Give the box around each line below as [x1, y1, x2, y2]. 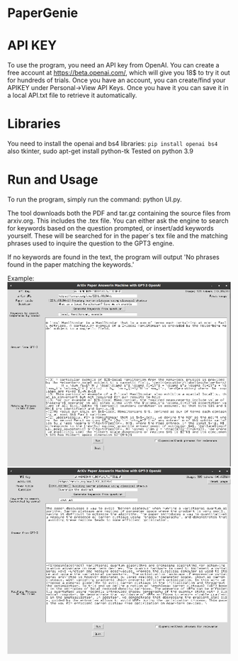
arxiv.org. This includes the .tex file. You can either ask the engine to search [7, 216, 229, 225]
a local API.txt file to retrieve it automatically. [7, 91, 137, 100]
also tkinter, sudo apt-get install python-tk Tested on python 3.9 [7, 147, 193, 155]
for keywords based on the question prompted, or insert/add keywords [7, 224, 214, 232]
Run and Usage [7, 172, 98, 188]
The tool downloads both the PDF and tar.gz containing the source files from [7, 209, 231, 217]
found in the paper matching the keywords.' [7, 260, 135, 269]
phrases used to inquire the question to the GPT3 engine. [7, 239, 175, 248]
